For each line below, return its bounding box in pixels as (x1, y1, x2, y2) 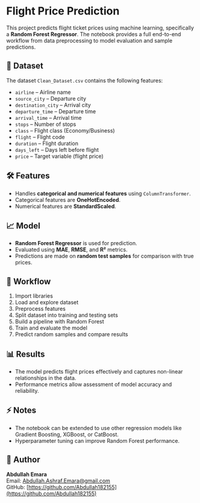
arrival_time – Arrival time (14, 114, 82, 121)
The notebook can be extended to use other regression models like (14, 424, 182, 431)
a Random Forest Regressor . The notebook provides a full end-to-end (6, 30, 181, 37)
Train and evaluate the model (14, 324, 87, 332)
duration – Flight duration (14, 140, 78, 147)
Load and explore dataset (14, 299, 79, 306)
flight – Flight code (14, 133, 65, 140)
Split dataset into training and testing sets (14, 311, 119, 319)
